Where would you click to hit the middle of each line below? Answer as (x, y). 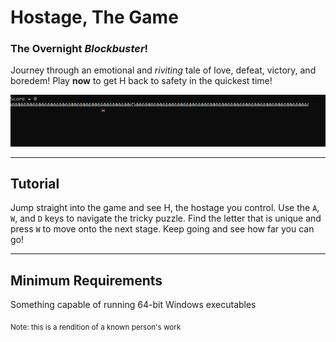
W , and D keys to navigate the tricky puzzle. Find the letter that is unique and (166, 218)
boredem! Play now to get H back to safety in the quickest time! (141, 81)
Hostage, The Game (94, 17)
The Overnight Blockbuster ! (79, 49)
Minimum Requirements (86, 280)
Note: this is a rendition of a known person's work (96, 327)
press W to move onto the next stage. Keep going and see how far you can (162, 229)
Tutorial (35, 184)
